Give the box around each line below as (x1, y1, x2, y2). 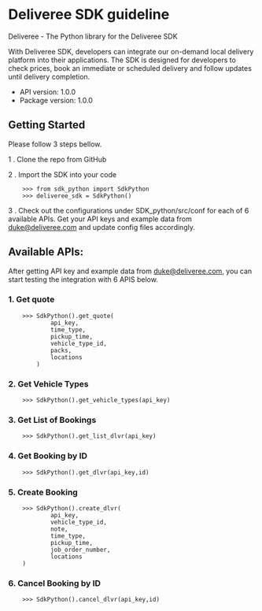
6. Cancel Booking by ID (8, 577, 101, 588)
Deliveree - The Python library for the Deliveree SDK (8, 31, 179, 41)
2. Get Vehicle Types (8, 378, 89, 389)
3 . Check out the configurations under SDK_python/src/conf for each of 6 (8, 206, 249, 215)
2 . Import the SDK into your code (8, 169, 116, 179)
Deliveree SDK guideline (8, 6, 170, 24)
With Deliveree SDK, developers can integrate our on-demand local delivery (8, 46, 254, 56)
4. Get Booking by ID (8, 450, 88, 461)
